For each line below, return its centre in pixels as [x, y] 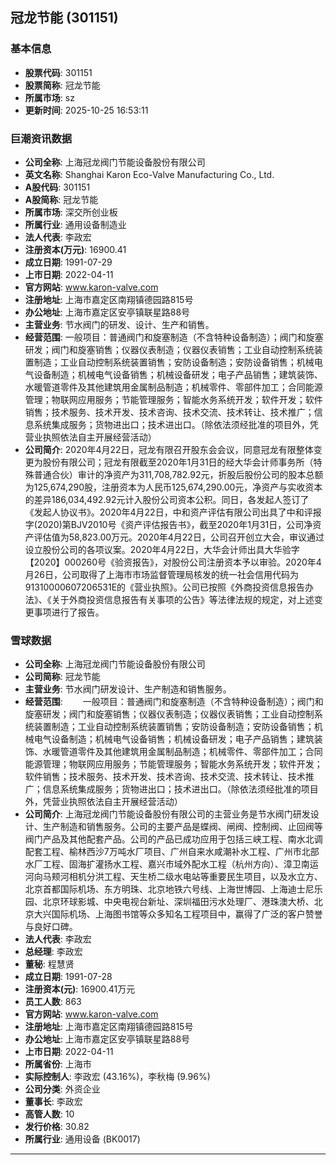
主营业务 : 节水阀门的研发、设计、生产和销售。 [119, 324]
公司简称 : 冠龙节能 [62, 677]
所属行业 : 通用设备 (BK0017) [82, 1139]
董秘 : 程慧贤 [49, 964]
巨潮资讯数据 [41, 138]
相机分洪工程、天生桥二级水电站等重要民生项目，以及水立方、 [195, 877]
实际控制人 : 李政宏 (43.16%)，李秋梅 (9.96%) [117, 1077]
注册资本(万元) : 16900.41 [75, 249]
